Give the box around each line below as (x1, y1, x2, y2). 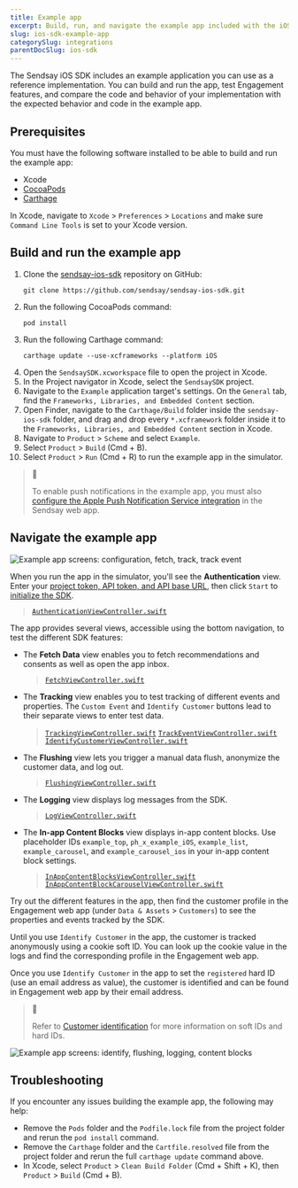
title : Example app (10, 12, 82, 22)
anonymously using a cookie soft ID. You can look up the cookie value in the (10, 941, 287, 951)
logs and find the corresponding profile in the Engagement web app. (10, 950, 259, 961)
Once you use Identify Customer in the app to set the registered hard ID (10, 967, 276, 978)
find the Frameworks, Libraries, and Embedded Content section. (22, 395, 256, 406)
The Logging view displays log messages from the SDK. (22, 794, 228, 804)
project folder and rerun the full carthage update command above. (22, 1151, 264, 1161)
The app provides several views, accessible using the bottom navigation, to (10, 622, 285, 633)
